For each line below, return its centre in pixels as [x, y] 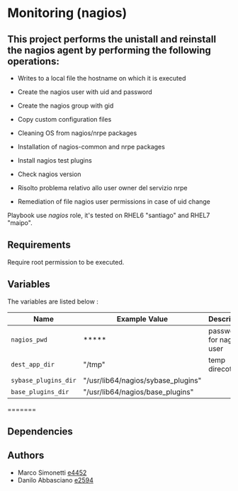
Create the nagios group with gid [66, 105]
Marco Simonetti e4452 [52, 473]
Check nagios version [49, 174]
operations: [34, 61]
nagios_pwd [29, 340]
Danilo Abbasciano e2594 [55, 480]
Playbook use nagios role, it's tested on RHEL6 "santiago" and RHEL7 [109, 215]
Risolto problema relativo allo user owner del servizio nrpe [102, 188]
